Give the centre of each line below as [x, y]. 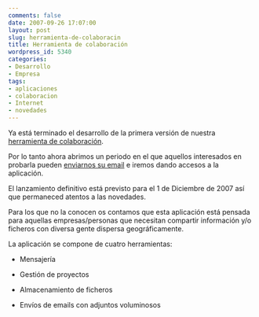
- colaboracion [33, 96]
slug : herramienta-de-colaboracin [65, 37]
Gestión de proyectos [54, 275]
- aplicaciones [33, 88]
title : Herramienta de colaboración [68, 45]
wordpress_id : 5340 [40, 52]
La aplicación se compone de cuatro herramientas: [90, 244]
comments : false [35, 15]
